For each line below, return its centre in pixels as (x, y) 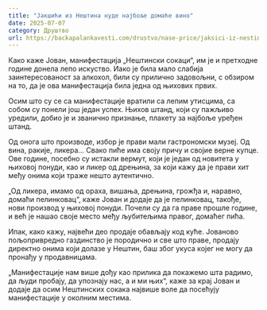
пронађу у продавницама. (52, 257)
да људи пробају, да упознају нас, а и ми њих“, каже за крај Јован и (124, 281)
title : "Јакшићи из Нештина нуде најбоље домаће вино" (101, 15)
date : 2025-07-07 (37, 23)
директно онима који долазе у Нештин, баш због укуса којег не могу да (130, 249)
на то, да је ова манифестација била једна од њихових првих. (113, 86)
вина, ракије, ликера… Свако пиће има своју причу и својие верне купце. (133, 150)
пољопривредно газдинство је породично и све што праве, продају (124, 240)
